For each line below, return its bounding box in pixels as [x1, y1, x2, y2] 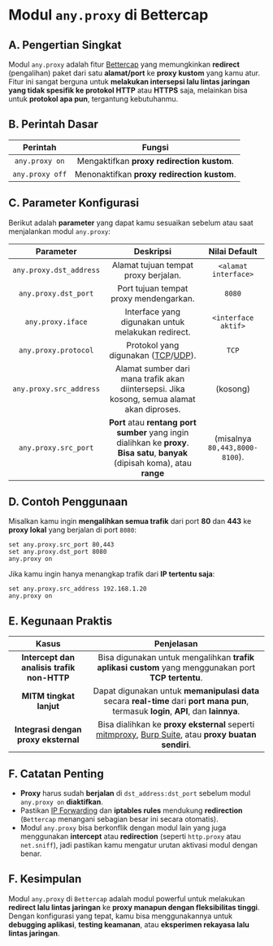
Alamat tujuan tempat [111, 259, 193, 270]
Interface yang [124, 306, 181, 317]
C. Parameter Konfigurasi [8, 197, 140, 210]
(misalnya [214, 433, 252, 444]
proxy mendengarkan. [110, 292, 195, 304]
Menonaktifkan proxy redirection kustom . [74, 168, 236, 179]
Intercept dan [21, 652, 76, 663]
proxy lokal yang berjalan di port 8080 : [8, 525, 136, 535]
